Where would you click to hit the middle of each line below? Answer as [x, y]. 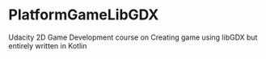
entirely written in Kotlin [48, 45]
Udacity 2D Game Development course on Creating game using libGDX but [133, 37]
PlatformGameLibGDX [84, 15]
